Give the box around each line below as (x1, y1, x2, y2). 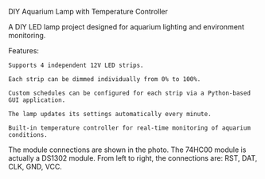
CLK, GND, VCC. (8, 162, 62, 171)
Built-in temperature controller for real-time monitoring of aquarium (8, 124, 251, 132)
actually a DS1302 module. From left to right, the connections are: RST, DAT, (8, 154, 258, 162)
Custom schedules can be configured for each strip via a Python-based (8, 89, 251, 97)
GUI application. (8, 96, 66, 104)
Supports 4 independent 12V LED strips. (8, 61, 145, 69)
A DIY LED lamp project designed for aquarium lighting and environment (8, 22, 245, 31)
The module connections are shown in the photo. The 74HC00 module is (8, 145, 247, 154)
